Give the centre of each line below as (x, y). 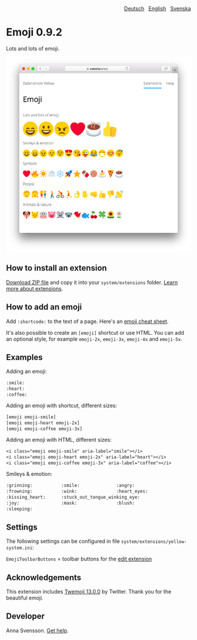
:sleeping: (19, 509)
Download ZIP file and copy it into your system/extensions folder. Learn (92, 282)
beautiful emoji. (25, 598)
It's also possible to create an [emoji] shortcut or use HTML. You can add (95, 332)
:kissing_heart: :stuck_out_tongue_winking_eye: (73, 497)
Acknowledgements (44, 577)
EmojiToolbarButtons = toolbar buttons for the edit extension (79, 559)
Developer (26, 616)
